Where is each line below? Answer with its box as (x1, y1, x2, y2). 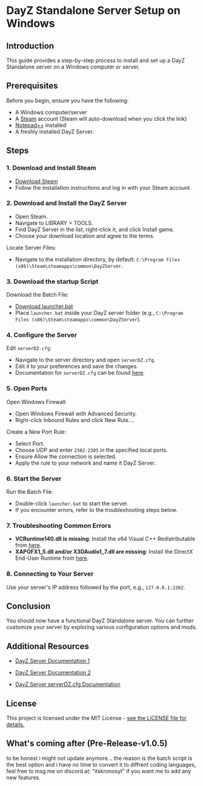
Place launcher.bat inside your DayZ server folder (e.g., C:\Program (15, 309, 184, 317)
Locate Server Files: (6, 244, 56, 251)
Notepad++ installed (15, 121, 67, 129)
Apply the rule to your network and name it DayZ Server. (15, 459, 156, 466)
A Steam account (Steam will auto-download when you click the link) (15, 115, 187, 122)
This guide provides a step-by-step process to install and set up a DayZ (6, 57, 185, 64)
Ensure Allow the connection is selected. (15, 452, 117, 460)
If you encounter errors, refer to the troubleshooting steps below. (15, 506, 178, 513)
